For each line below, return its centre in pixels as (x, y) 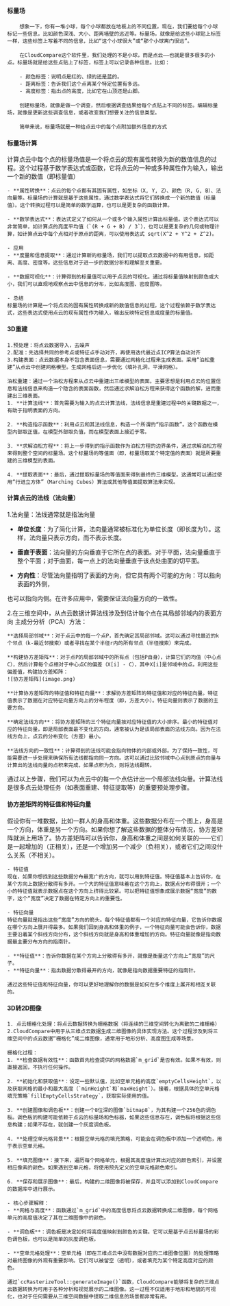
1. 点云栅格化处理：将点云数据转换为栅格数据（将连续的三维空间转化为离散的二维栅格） (114, 1024)
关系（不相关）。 (35, 855)
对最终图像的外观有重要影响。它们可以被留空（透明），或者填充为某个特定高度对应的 (108, 1261)
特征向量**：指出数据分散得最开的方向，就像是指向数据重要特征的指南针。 (109, 971)
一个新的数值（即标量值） (43, 177)
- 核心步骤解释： (28, 1203)
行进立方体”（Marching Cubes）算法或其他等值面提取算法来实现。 (97, 482)
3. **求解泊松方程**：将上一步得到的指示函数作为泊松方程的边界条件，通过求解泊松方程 (115, 446)
